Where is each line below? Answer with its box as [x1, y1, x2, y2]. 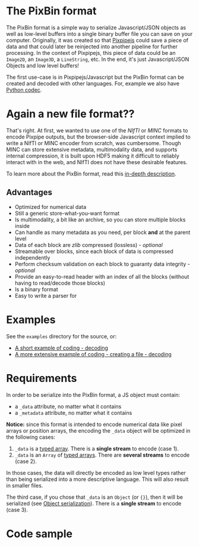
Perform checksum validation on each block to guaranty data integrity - [14, 260, 190, 267]
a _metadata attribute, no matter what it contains [14, 409, 132, 416]
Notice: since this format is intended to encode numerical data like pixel [6, 421, 182, 428]
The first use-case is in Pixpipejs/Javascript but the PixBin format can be [6, 73, 184, 81]
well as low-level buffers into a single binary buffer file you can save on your [6, 30, 193, 37]
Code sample [6, 527, 73, 541]
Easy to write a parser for [14, 292, 77, 299]
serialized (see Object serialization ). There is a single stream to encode [6, 499, 182, 507]
